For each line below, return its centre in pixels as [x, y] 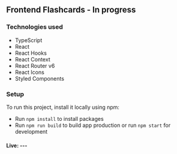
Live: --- [17, 145]
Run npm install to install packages [59, 119]
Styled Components [40, 78]
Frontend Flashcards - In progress [71, 10]
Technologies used [34, 27]
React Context [32, 59]
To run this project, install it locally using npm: [63, 107]
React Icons [30, 72]
